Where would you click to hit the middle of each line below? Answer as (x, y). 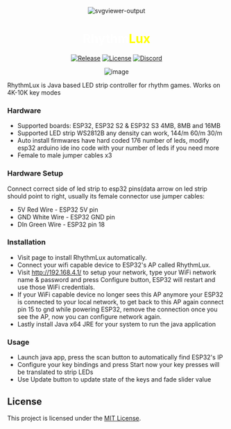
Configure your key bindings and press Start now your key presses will (118, 365)
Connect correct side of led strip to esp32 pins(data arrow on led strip (108, 189)
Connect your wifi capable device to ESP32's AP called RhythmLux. (114, 265)
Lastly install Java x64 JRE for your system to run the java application (117, 324)
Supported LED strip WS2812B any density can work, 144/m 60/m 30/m (120, 133)
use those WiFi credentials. (56, 287)
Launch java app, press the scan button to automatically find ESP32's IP (120, 357)
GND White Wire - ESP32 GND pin (66, 217)
